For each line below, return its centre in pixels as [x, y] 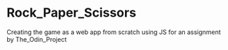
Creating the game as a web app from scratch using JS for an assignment [114, 32]
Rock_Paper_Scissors [72, 13]
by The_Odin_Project [37, 39]
